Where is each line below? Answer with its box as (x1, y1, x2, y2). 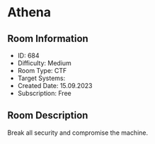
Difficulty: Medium (17, 59, 72, 67)
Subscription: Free (17, 89, 72, 97)
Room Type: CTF (17, 67, 67, 74)
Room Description (7, 109, 88, 121)
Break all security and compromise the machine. (7, 128, 149, 137)
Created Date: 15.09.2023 (17, 82, 93, 89)
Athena (7, 4, 52, 21)
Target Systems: (17, 74, 66, 82)
